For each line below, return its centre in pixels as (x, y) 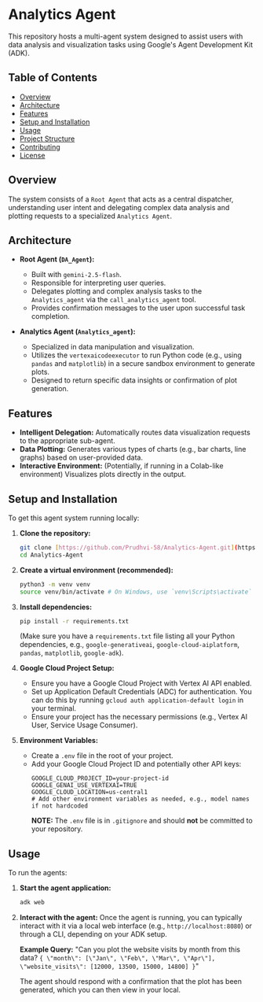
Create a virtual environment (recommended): (97, 570)
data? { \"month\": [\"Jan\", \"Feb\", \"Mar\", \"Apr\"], (117, 958)
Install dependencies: (56, 607)
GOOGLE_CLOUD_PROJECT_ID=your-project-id (100, 778)
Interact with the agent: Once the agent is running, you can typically (131, 918)
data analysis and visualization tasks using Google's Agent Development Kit (131, 44)
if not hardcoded (60, 806)
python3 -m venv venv (55, 584)
